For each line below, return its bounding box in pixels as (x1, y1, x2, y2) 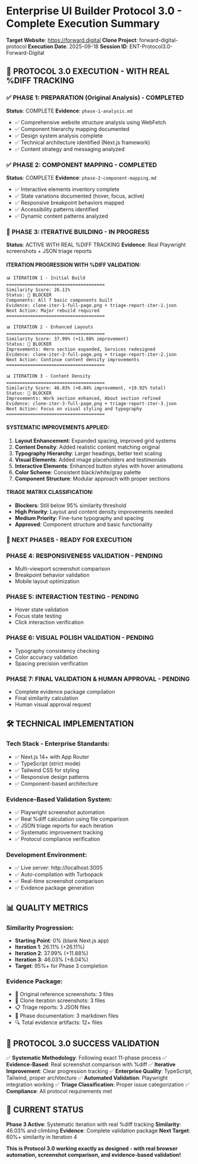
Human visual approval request (14, 700, 92, 708)
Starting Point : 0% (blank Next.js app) (14, 937, 109, 944)
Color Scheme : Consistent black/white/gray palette (14, 468, 142, 475)
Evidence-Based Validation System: (6, 795, 112, 803)
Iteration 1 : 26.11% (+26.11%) (14, 943, 85, 950)
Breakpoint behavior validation (14, 571, 90, 578)
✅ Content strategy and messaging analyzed (14, 145, 125, 152)
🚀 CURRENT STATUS (6, 1105, 84, 1115)
